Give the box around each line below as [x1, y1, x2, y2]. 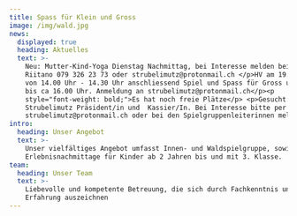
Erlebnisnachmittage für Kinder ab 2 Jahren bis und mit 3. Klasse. [25, 152, 283, 161]
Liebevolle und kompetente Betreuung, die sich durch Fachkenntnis [25, 185, 278, 194]
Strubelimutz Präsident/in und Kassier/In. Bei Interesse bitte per [25, 103, 287, 112]
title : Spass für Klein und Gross [9, 12, 137, 22]
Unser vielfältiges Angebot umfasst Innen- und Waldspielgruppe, [25, 144, 271, 153]
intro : [9, 120, 34, 129]
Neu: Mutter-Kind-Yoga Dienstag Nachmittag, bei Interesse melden [25, 63, 275, 71]
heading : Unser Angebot [17, 128, 104, 137]
